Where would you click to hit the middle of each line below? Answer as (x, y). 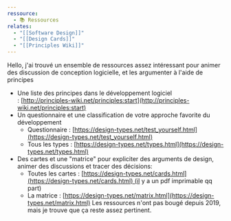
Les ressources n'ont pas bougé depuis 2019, (156, 203)
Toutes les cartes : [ (55, 173)
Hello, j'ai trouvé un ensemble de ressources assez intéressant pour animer (114, 65)
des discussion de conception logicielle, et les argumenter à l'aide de (105, 72)
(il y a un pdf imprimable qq (174, 181)
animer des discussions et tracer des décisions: (85, 166)
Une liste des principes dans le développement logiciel (95, 93)
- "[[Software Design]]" (49, 33)
